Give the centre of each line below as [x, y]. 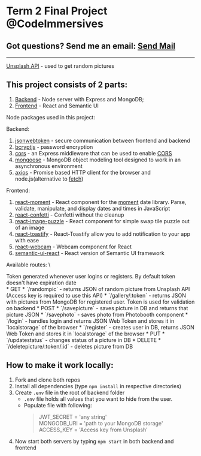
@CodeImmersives [55, 24]
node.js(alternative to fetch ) [49, 179]
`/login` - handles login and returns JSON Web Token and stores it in [90, 321]
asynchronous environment [48, 166]
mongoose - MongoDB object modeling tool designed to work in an [98, 160]
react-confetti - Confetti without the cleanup [69, 215]
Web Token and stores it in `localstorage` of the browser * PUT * [86, 334]
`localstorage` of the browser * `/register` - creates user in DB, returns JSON [100, 327]
